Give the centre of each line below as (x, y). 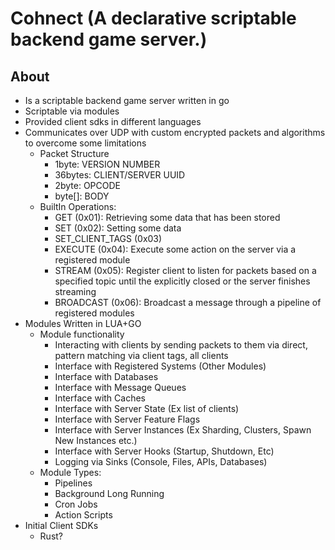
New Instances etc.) (96, 440)
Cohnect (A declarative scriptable (153, 18)
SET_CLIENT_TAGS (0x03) (108, 238)
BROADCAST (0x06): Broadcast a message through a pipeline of (188, 302)
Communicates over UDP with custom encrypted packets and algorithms (175, 132)
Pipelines (73, 483)
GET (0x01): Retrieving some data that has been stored (167, 217)
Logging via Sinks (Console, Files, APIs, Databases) (161, 461)
